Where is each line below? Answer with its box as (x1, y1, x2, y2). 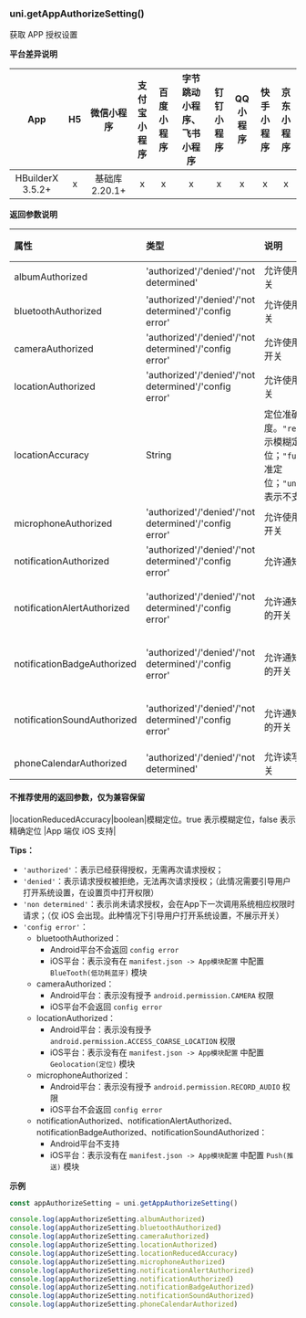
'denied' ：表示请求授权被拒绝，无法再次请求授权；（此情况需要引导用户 (22, 875, 291, 886)
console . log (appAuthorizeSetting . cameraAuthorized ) (9, 1232, 209, 1241)
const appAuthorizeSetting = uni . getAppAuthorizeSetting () (9, 1198, 239, 1207)
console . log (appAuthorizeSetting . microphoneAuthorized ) (9, 1257, 226, 1267)
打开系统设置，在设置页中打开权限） (22, 887, 159, 898)
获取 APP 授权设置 (9, 29, 78, 40)
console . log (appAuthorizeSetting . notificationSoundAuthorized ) (9, 1292, 255, 1301)
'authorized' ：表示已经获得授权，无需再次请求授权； (22, 864, 224, 875)
